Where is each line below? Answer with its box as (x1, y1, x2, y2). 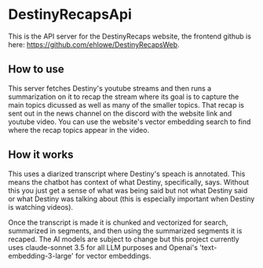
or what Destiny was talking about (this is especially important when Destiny (8, 194, 255, 204)
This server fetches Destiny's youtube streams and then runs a (8, 83, 212, 93)
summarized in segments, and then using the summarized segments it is (8, 226, 243, 235)
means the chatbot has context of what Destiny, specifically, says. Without (8, 177, 250, 186)
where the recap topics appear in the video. (8, 125, 150, 134)
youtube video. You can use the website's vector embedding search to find (8, 116, 251, 127)
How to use (8, 63, 64, 76)
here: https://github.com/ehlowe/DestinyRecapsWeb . (8, 39, 180, 49)
